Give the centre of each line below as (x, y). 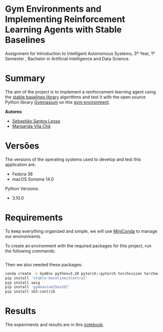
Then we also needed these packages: (44, 264)
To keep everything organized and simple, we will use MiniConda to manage (81, 231)
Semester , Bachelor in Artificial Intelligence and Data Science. (67, 58)
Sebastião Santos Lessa (36, 121)
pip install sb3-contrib (30, 292)
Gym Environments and (53, 9)
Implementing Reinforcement (65, 19)
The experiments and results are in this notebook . (55, 325)
